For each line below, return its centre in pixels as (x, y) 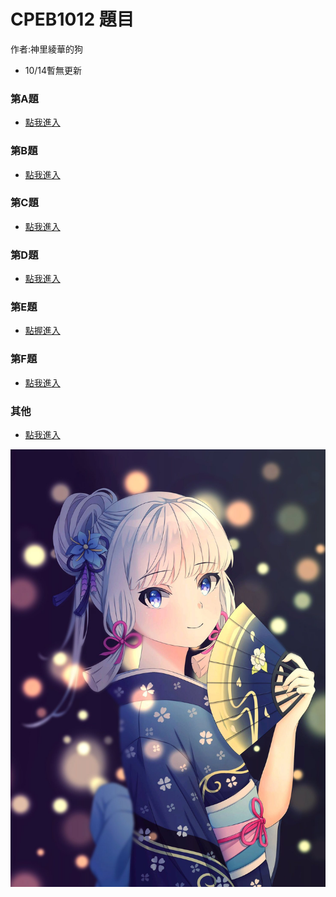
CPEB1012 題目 (72, 19)
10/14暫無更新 (53, 70)
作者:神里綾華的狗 (47, 49)
